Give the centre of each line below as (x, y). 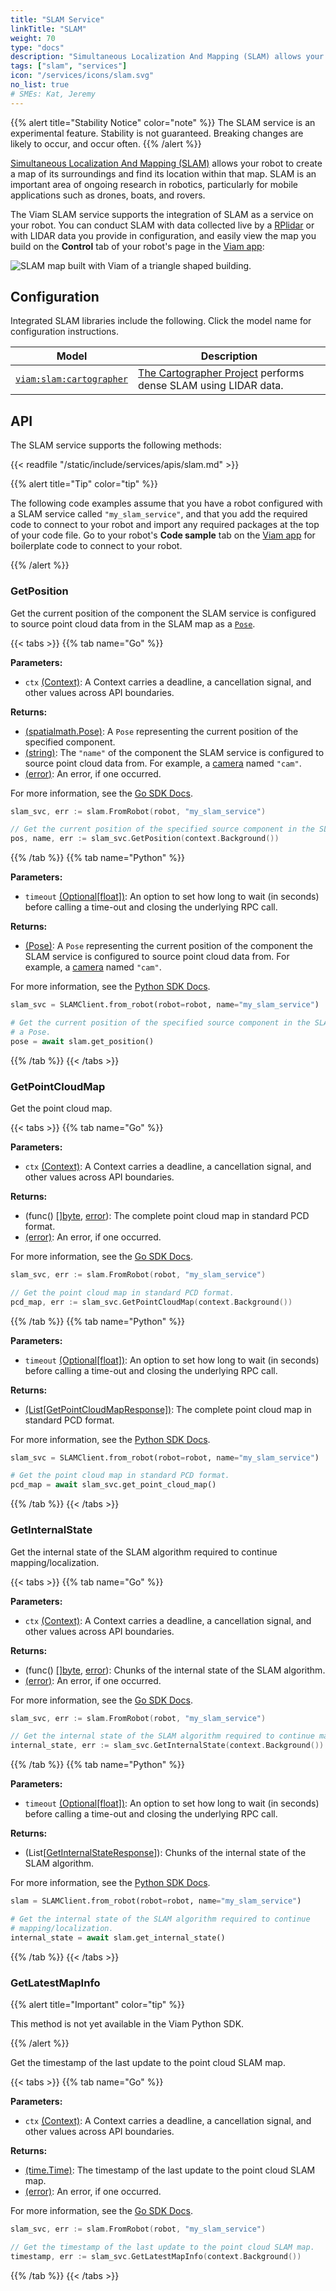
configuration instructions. (65, 332)
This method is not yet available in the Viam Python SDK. (127, 2023)
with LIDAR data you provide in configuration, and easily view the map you (163, 235)
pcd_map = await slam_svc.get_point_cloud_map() (113, 1485)
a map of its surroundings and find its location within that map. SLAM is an (163, 173)
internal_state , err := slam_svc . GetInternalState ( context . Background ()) (167, 1746)
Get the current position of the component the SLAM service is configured (163, 613)
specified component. (70, 742)
